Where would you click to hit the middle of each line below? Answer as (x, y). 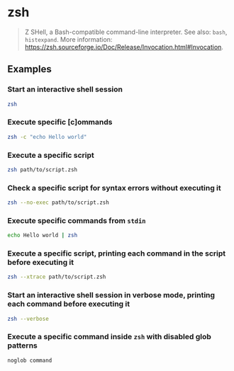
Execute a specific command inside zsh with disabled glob (109, 337)
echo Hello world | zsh (43, 235)
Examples (29, 69)
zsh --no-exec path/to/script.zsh (58, 202)
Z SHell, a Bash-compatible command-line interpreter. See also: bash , (126, 32)
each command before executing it (68, 304)
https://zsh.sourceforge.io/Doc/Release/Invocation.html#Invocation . (124, 47)
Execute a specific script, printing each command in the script (116, 253)
